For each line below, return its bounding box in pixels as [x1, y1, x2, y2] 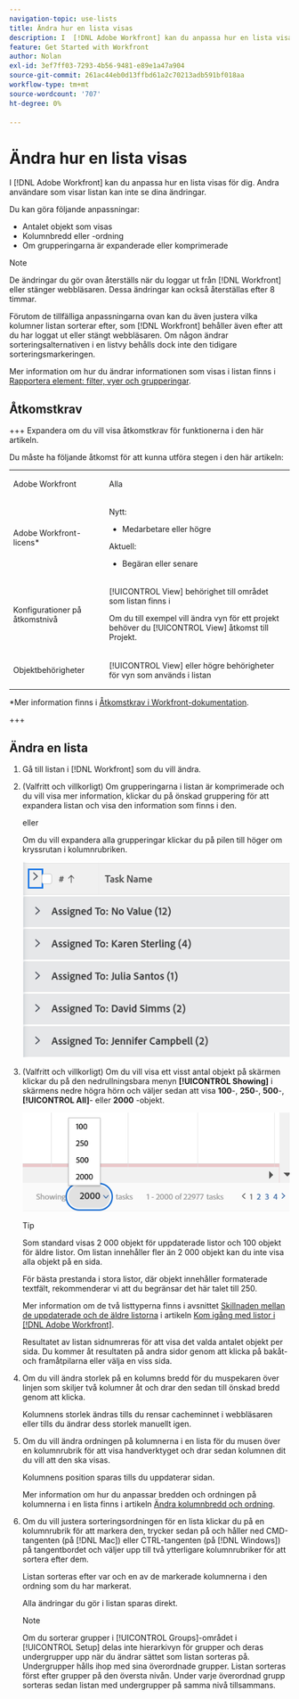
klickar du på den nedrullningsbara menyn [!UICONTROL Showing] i [21, 1075, 273, 1087]
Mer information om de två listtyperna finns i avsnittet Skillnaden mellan [21, 1301, 286, 1311]
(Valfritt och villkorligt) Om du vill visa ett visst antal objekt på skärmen [21, 1066, 281, 1077]
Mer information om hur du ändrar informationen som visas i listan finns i [9, 366, 276, 377]
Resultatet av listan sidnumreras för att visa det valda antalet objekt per [21, 1337, 283, 1348]
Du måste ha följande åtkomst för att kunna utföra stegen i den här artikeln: [9, 452, 285, 463]
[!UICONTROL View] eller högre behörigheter [109, 660, 274, 670]
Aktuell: [109, 541, 137, 552]
